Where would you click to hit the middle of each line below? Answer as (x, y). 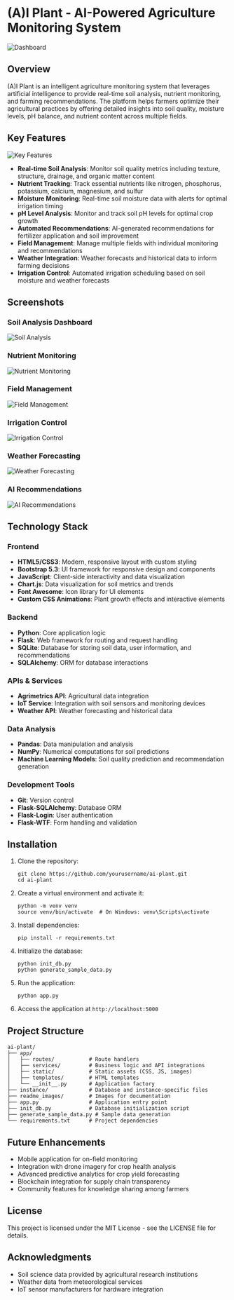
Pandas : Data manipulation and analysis (75, 744)
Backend (23, 617)
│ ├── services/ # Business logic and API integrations (106, 1066)
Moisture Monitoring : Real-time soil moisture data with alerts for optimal (122, 198)
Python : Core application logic (62, 632)
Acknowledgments (50, 1258)
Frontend (23, 547)
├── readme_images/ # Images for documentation (89, 1096)
